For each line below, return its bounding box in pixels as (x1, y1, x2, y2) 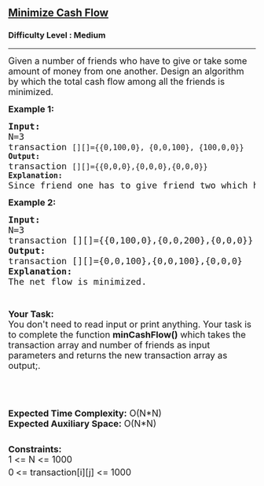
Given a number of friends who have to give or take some (8, 55, 247, 66)
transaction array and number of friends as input (8, 339, 211, 351)
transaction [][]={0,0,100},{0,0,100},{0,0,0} (8, 255, 243, 267)
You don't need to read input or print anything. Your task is (8, 318, 252, 330)
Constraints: (8, 444, 62, 455)
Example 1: (8, 103, 55, 115)
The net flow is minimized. (8, 275, 147, 287)
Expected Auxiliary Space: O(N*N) (8, 418, 157, 429)
